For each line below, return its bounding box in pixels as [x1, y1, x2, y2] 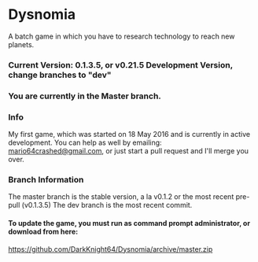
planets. [8, 39, 35, 49]
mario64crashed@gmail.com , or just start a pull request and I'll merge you [8, 146, 249, 156]
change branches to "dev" [8, 69, 112, 80]
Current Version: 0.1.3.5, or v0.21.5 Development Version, [8, 59, 234, 70]
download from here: [8, 227, 79, 236]
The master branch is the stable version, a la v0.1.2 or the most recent [8, 192, 234, 201]
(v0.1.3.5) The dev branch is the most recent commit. [21, 201, 193, 210]
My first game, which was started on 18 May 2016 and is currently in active [8, 130, 250, 139]
